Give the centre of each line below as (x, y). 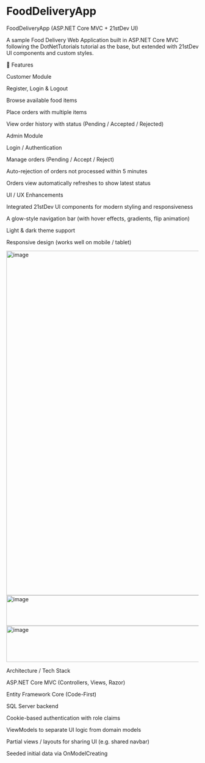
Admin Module (25, 136)
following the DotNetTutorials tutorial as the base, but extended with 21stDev (103, 46)
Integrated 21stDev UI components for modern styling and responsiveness (100, 206)
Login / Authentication (34, 147)
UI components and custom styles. (50, 52)
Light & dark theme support (41, 230)
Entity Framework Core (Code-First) (51, 694)
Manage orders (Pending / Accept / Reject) (60, 159)
